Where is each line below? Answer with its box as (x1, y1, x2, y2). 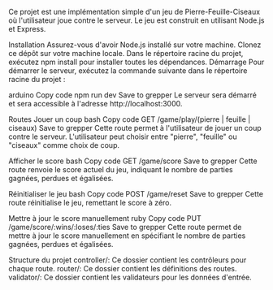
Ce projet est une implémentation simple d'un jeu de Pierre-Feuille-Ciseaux (8, 7, 261, 16)
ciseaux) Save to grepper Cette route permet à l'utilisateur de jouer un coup (8, 123, 262, 132)
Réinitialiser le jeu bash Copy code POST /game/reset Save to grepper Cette (8, 189, 264, 198)
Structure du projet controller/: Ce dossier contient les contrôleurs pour (8, 255, 247, 265)
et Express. (8, 24, 46, 33)
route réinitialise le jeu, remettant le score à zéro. (8, 198, 172, 207)
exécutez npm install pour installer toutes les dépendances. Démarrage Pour (8, 57, 265, 67)
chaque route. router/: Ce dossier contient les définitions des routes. (8, 264, 237, 273)
